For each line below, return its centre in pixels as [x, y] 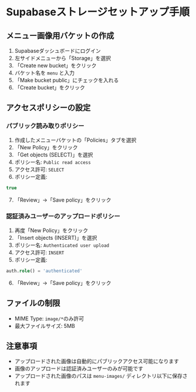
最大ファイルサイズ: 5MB [45, 326]
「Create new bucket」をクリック [55, 66]
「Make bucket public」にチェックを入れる [67, 80]
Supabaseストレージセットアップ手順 [98, 12]
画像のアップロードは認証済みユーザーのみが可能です [79, 368]
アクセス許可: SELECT [39, 169]
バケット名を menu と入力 [45, 73]
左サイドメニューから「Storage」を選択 [63, 58]
